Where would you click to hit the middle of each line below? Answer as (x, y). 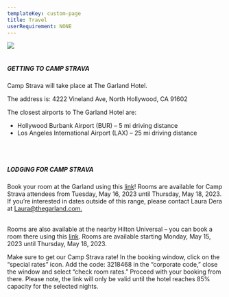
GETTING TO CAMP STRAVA (48, 68)
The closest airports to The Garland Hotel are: (72, 112)
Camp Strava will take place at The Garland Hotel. (77, 86)
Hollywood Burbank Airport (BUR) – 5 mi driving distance (97, 126)
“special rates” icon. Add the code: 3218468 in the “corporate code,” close (112, 265)
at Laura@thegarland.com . (45, 209)
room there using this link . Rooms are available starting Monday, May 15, (109, 236)
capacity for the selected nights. (53, 287)
